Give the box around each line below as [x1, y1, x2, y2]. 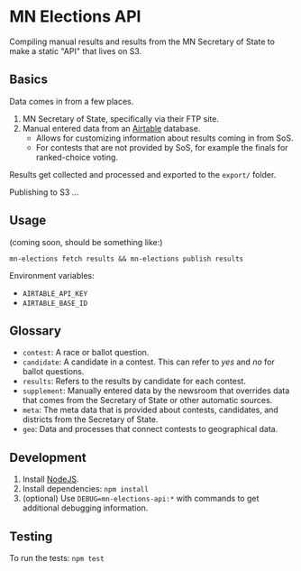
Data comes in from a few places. [9, 96, 134, 106]
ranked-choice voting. [35, 152, 119, 162]
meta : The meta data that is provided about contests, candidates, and [22, 404, 279, 416]
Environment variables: [9, 270, 95, 281]
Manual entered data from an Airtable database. [22, 123, 201, 134]
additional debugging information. [22, 502, 149, 513]
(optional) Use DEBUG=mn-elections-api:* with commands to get [22, 493, 260, 504]
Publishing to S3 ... [9, 187, 79, 198]
